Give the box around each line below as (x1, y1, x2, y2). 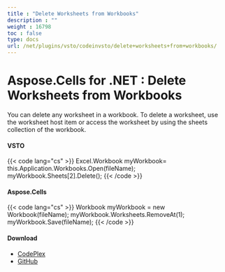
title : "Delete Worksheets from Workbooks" (7, 10, 139, 17)
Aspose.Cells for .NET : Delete (7, 73, 187, 89)
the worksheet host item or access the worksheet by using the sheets (7, 118, 208, 126)
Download (7, 234, 38, 242)
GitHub (17, 257, 38, 265)
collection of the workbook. (7, 125, 87, 133)
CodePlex (17, 249, 45, 258)
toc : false (7, 29, 42, 37)
